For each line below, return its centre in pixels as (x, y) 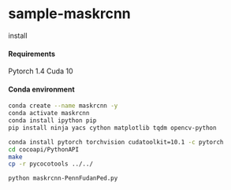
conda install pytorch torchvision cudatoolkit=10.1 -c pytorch (116, 142)
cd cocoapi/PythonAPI (44, 149)
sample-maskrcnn (70, 14)
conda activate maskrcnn (49, 114)
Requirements (32, 54)
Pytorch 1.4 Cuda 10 (41, 71)
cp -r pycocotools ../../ (50, 164)
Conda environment (41, 89)
